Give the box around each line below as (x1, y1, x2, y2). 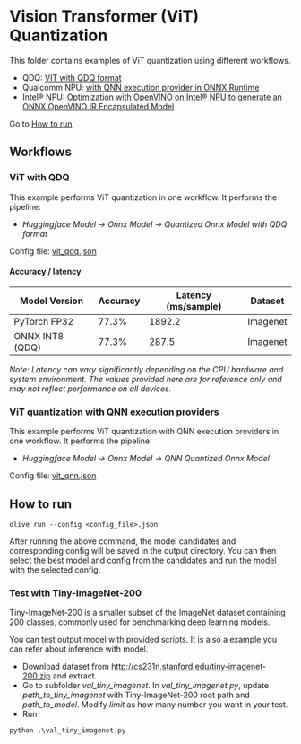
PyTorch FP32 (13, 315, 74, 328)
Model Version (19, 294, 83, 307)
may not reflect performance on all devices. (9, 383, 172, 394)
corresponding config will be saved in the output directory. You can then (9, 545, 277, 556)
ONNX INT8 (13, 329, 64, 342)
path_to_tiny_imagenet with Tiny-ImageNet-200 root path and (21, 689, 250, 701)
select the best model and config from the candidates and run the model (9, 555, 277, 565)
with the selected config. (9, 564, 101, 575)
